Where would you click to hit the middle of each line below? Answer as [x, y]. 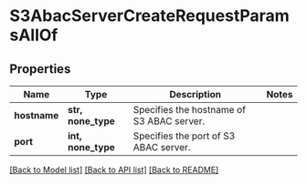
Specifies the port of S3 [184, 136]
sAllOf [34, 35]
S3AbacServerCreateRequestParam [149, 16]
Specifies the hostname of [190, 110]
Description [195, 94]
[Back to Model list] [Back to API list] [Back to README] [114, 170]
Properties [40, 69]
